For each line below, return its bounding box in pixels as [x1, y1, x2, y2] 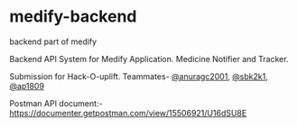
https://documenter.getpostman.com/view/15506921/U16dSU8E [9, 107, 247, 118]
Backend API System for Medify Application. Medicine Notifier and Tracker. [9, 53, 289, 64]
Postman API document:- [9, 97, 103, 109]
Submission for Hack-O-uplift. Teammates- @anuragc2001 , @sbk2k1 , [9, 70, 268, 82]
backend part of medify [9, 36, 97, 47]
